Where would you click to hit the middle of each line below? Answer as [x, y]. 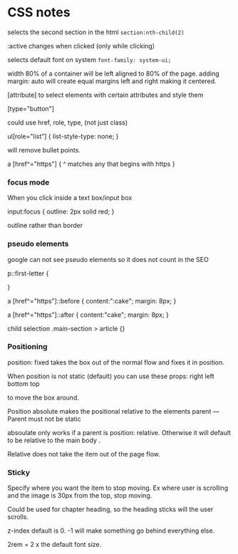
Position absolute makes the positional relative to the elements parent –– [113, 411]
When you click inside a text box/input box [70, 198]
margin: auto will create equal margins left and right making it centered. [112, 81]
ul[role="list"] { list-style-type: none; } [63, 136]
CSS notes [39, 12]
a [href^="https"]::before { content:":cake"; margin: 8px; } [92, 300]
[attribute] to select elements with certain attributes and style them [105, 95]
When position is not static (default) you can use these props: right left [111, 376]
